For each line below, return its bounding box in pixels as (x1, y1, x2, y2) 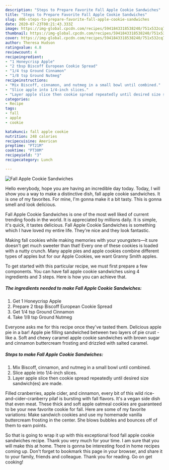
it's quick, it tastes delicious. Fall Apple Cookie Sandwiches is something (5, 222, 156, 228)
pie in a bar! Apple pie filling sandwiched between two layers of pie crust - (5, 329, 159, 335)
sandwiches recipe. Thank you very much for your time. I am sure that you (5, 437, 159, 443)
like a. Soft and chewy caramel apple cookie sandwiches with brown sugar (5, 334, 160, 341)
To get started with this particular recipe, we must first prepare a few (5, 263, 148, 269)
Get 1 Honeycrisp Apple (12, 298, 62, 304)
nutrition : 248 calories (5, 134, 57, 139)
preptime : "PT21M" (5, 143, 44, 148)
